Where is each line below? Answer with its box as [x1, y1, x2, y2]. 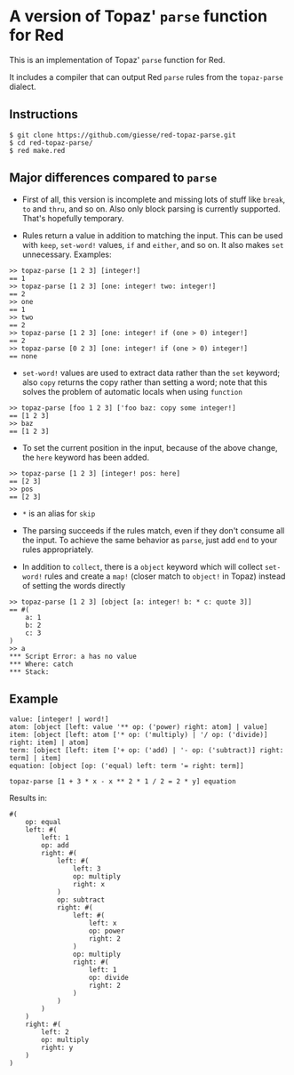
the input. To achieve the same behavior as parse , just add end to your [21, 534, 278, 545]
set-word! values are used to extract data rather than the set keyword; [21, 367, 281, 378]
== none [9, 351, 38, 361]
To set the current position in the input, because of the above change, [21, 442, 278, 453]
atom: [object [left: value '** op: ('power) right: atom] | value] [9, 723, 268, 732]
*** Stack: [9, 667, 50, 677]
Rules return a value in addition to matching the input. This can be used [21, 229, 283, 241]
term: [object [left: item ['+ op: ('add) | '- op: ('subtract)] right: [9, 746, 284, 755]
